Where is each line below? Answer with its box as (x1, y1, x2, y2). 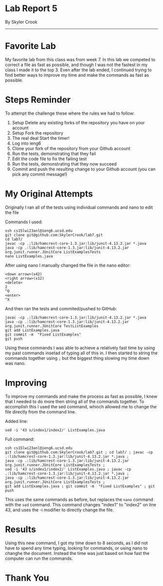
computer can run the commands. (5, 555, 73, 561)
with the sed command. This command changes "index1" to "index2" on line (5, 502, 156, 507)
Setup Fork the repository (12, 130, 64, 136)
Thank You (5, 572, 49, 583)
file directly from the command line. (5, 409, 76, 415)
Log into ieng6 (12, 140, 41, 146)
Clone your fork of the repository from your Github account (12, 145, 130, 151)
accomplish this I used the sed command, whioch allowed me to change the (5, 403, 157, 409)
